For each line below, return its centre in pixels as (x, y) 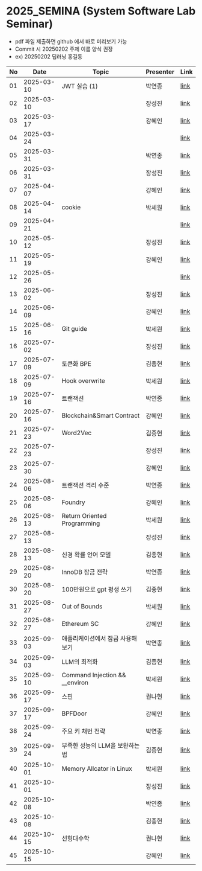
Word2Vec (77, 433)
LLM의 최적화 (80, 662)
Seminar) (29, 24)
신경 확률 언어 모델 (86, 555)
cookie (71, 207)
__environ (75, 682)
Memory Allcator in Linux (97, 768)
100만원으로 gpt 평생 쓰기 (97, 589)
